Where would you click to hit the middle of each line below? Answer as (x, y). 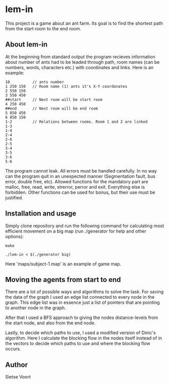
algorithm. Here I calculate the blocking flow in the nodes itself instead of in (84, 338)
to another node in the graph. (36, 308)
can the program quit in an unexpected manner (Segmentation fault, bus (80, 176)
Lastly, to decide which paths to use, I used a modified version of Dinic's (80, 333)
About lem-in (26, 45)
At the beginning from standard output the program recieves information (80, 57)
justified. (14, 197)
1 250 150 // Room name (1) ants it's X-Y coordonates (66, 86)
